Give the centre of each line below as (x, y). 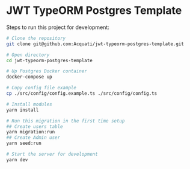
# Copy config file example (41, 88)
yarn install (23, 110)
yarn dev (17, 160)
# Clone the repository (36, 38)
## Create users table (35, 126)
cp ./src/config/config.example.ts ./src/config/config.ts (82, 94)
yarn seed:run (24, 143)
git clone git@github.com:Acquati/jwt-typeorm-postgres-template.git (95, 44)
